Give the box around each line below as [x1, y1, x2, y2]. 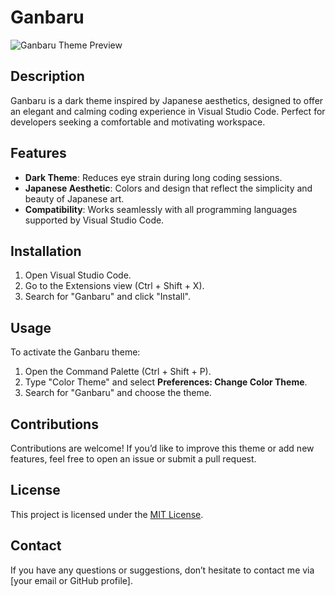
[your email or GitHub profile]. [10, 574, 133, 586]
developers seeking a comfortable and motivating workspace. [10, 116, 266, 128]
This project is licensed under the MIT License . [10, 508, 204, 520]
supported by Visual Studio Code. [24, 214, 165, 226]
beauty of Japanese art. [24, 192, 125, 205]
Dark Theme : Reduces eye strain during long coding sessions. [24, 171, 283, 183]
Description [10, 68, 85, 85]
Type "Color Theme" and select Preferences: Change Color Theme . [24, 376, 308, 388]
